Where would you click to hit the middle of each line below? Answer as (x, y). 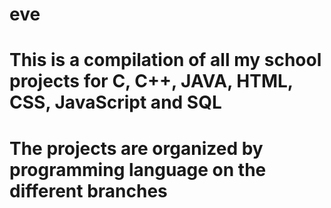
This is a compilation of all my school (165, 60)
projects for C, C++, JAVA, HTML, (151, 81)
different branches (88, 190)
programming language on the (138, 169)
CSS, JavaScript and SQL (115, 102)
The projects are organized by (136, 148)
